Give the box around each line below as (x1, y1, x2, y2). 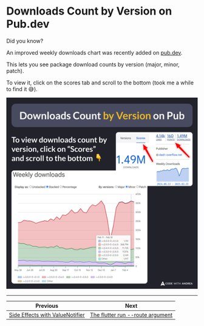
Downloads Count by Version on (6, 4, 172, 18)
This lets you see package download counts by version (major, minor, (6, 61, 180, 68)
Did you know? (6, 37, 44, 44)
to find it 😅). (6, 85, 38, 92)
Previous (35, 302, 59, 310)
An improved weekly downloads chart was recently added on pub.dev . (6, 49, 183, 56)
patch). (6, 67, 24, 74)
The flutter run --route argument (90, 311, 173, 318)
